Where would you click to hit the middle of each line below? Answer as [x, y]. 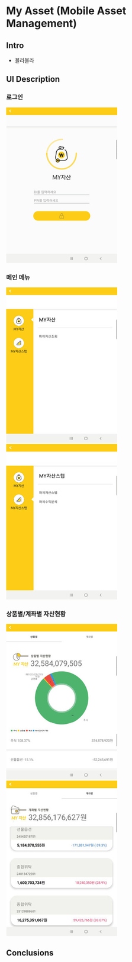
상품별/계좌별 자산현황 [36, 614]
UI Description [33, 79]
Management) [41, 23]
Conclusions [30, 953]
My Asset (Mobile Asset [66, 11]
